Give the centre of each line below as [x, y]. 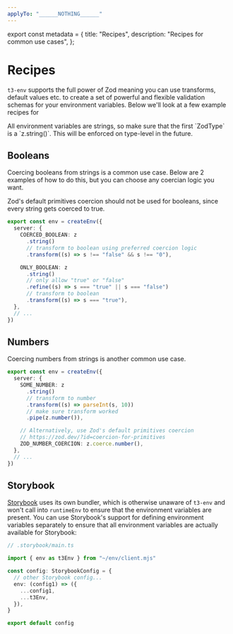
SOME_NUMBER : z [42, 385]
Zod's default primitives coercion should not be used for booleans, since [113, 201]
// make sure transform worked [72, 411]
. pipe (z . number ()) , [54, 418]
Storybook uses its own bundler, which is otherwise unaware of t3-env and [116, 503]
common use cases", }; [41, 41]
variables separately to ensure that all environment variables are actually [113, 525]
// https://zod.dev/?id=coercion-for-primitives [93, 438]
